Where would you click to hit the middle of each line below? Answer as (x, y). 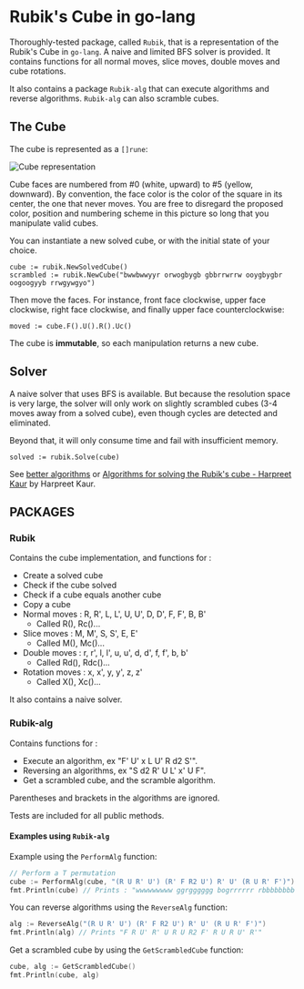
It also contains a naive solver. (66, 699)
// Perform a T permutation (63, 873)
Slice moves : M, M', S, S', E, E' (80, 634)
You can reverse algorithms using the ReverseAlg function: (118, 907)
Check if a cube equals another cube (92, 595)
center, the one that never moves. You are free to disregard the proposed (147, 203)
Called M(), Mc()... (70, 643)
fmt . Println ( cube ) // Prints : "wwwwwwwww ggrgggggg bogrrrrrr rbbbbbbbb (152, 890)
